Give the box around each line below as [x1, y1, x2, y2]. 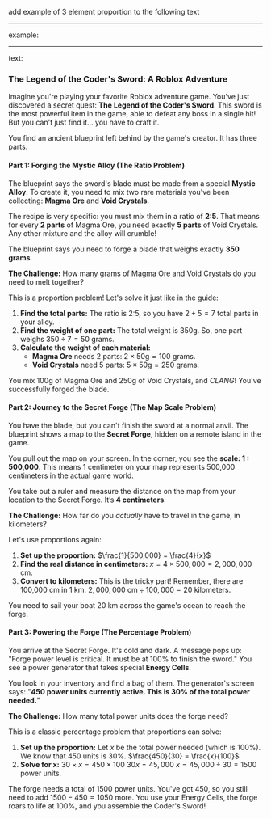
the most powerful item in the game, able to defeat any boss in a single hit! [8, 109, 256, 119]
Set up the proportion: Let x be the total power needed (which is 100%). [19, 742, 261, 752]
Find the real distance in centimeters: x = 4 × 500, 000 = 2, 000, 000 [19, 559, 252, 568]
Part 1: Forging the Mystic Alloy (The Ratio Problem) [8, 160, 186, 170]
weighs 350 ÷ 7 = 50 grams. [19, 334, 115, 344]
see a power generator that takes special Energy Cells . [8, 662, 192, 672]
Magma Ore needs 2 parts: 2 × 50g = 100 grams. [31, 351, 196, 361]
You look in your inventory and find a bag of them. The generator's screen [8, 678, 255, 688]
